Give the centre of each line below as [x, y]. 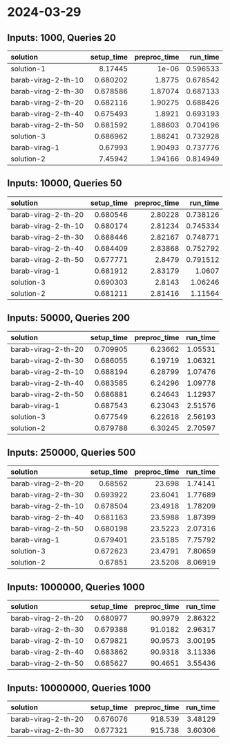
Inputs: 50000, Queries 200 [69, 318]
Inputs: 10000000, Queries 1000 [79, 688]
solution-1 [28, 69]
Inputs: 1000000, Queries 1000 [76, 587]
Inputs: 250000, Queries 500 [71, 453]
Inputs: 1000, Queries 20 [61, 38]
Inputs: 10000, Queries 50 [65, 183]
